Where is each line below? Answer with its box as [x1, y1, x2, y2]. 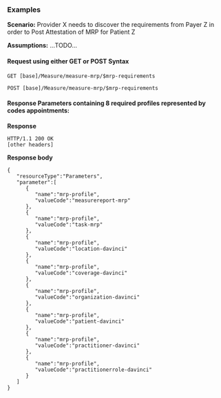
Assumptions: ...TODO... [7, 41, 78, 50]
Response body [7, 153, 53, 162]
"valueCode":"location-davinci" [34, 245, 128, 252]
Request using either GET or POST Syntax [7, 57, 129, 65]
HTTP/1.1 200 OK [7, 135, 54, 142]
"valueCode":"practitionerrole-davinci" [34, 366, 153, 373]
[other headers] [7, 141, 54, 148]
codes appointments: [7, 106, 70, 115]
